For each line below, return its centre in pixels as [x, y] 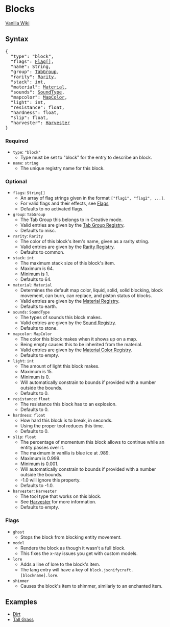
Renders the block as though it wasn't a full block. [73, 548]
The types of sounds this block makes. [61, 318]
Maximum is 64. [37, 269]
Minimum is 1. [35, 274]
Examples [21, 602]
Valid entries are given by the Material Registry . [70, 301]
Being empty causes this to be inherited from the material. [81, 345]
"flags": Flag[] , [32, 61]
